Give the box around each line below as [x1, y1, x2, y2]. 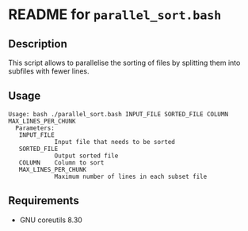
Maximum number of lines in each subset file [54, 172, 208, 180]
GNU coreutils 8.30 [19, 215, 83, 225]
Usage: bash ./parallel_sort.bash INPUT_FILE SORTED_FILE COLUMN [8, 110, 228, 118]
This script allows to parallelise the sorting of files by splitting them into [8, 58, 241, 67]
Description [8, 37, 67, 51]
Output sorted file [54, 152, 119, 160]
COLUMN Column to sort [18, 158, 105, 167]
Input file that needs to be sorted [54, 138, 176, 146]
